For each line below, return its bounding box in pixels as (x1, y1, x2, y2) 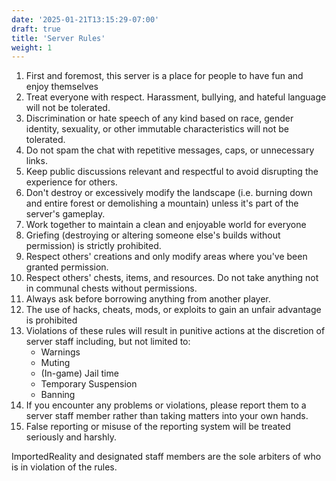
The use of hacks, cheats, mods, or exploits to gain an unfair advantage (25, 304, 322, 316)
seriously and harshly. (25, 431, 117, 443)
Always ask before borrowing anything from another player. (25, 293, 271, 305)
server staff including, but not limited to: (25, 336, 191, 348)
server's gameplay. (25, 208, 106, 220)
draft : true (11, 24, 61, 34)
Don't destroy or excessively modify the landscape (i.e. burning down (25, 187, 313, 199)
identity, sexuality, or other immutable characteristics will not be (25, 123, 289, 135)
